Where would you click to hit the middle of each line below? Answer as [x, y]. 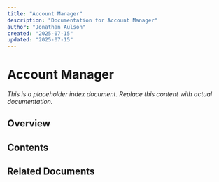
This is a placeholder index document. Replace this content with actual [110, 94]
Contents [28, 147]
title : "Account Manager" [45, 14]
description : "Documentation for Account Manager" [83, 20]
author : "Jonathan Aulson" [47, 27]
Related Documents [51, 172]
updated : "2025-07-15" [40, 40]
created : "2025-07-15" [40, 33]
